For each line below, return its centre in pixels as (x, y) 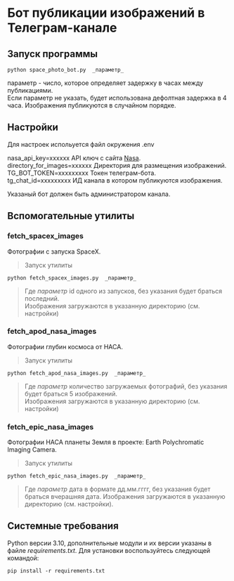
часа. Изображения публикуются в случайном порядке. (92, 105)
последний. (42, 298)
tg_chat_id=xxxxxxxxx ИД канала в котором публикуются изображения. (115, 180)
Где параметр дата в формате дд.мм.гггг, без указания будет (117, 489)
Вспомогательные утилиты (71, 216)
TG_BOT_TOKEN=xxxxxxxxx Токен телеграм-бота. (82, 173)
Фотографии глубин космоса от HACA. (65, 346)
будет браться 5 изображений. (71, 393)
